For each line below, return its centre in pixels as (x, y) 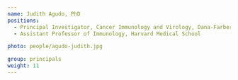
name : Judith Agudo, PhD (44, 14)
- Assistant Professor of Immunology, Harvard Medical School (107, 34)
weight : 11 (23, 66)
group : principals (34, 59)
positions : (23, 21)
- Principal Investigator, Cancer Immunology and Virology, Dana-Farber (123, 27)
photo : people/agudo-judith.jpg (55, 47)
